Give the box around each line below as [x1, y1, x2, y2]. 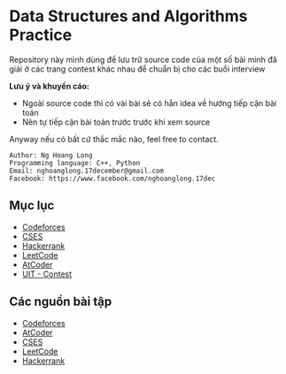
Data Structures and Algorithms [9, 6, 248, 27]
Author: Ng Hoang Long [9, 150, 93, 160]
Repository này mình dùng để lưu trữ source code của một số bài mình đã [9, 54, 277, 65]
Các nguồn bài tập [9, 294, 112, 309]
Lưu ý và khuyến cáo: [9, 80, 90, 91]
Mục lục [9, 198, 55, 213]
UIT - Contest [21, 268, 73, 279]
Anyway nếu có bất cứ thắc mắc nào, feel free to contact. [9, 134, 219, 144]
